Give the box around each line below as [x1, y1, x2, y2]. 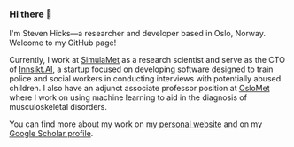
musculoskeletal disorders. [9, 102, 108, 112]
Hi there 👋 [9, 8, 53, 20]
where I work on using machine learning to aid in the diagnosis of [9, 92, 248, 103]
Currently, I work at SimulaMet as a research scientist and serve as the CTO [9, 55, 286, 66]
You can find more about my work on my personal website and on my [9, 119, 263, 129]
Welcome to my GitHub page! [9, 37, 117, 48]
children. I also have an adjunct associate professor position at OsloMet [9, 83, 270, 94]
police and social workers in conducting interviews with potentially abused [9, 73, 282, 84]
